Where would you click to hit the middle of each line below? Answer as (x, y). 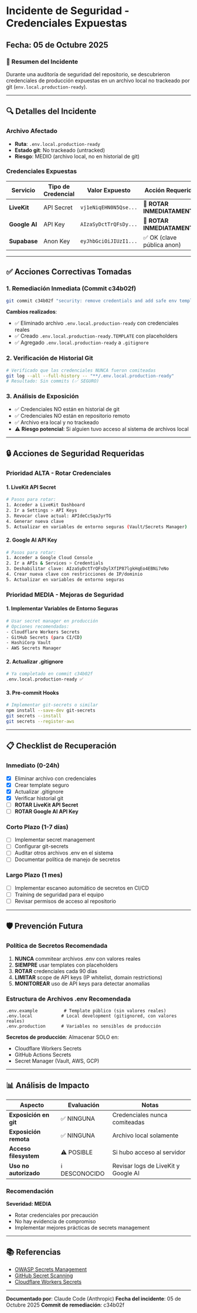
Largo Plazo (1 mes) (34, 875)
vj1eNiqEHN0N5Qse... (109, 207)
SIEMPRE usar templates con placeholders (66, 965)
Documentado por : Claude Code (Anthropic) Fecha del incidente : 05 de (94, 1298)
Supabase (23, 241)
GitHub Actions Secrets (43, 1055)
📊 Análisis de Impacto (48, 1086)
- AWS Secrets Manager (34, 648)
